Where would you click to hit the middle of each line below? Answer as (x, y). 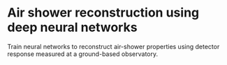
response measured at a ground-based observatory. (83, 54)
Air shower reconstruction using (103, 13)
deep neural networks (72, 27)
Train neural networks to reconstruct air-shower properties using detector (113, 46)
